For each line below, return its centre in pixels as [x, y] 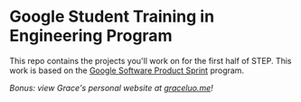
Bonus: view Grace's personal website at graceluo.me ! [112, 88]
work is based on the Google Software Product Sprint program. [127, 70]
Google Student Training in [112, 17]
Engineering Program [91, 36]
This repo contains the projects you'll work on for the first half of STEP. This [150, 60]
